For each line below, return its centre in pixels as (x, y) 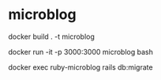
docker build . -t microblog (51, 36)
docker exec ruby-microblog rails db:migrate (80, 67)
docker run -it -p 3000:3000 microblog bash (81, 51)
